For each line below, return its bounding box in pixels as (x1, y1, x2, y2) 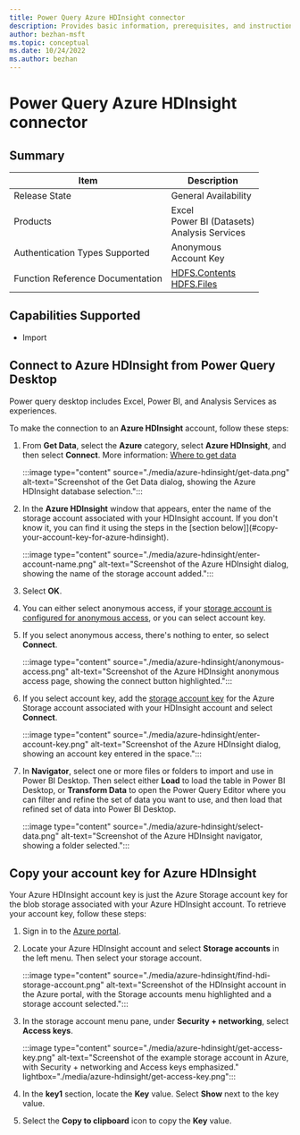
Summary (9, 148, 65, 163)
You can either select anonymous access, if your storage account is (21, 602, 272, 613)
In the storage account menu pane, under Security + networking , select (21, 1016, 289, 1027)
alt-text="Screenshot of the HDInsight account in (105, 979, 287, 990)
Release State (13, 190, 71, 201)
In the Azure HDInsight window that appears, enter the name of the (21, 503, 271, 514)
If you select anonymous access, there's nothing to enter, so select (21, 629, 270, 640)
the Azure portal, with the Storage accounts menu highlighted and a (21, 989, 272, 1000)
